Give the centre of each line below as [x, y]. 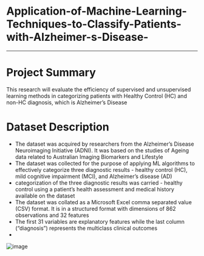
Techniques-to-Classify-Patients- [94, 24]
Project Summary [51, 73]
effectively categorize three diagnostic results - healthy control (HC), [101, 169]
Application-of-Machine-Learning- [97, 11]
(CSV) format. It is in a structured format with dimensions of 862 [95, 208]
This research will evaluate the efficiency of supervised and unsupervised [99, 89]
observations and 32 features [52, 215]
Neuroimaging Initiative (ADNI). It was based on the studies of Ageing [102, 150]
